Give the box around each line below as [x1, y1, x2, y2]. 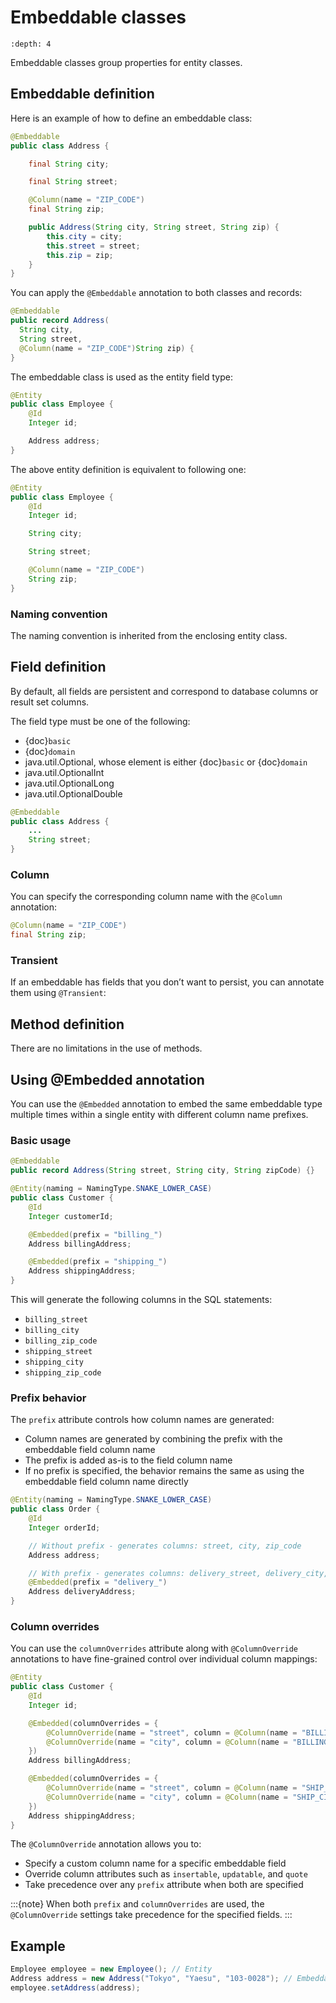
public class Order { [10, 1504, 101, 1515]
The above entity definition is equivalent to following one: [10, 463, 247, 475]
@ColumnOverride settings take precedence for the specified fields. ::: [10, 1909, 293, 1921]
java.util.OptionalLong [24, 777, 115, 789]
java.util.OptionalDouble [24, 787, 123, 800]
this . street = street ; [46, 241, 141, 251]
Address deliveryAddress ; [28, 1587, 137, 1597]
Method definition [10, 1016, 125, 1033]
